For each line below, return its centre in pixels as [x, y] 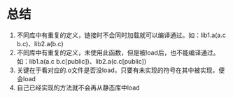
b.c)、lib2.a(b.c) [40, 43]
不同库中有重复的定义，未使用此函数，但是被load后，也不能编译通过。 [118, 52]
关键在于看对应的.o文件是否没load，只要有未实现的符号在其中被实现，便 [121, 70]
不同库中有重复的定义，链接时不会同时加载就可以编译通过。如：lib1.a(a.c [121, 35]
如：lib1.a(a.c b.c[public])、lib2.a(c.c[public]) [82, 61]
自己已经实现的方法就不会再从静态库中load [78, 87]
